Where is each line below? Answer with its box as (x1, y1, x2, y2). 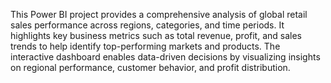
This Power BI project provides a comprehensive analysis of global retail (10, 9, 308, 20)
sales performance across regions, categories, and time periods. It (10, 19, 285, 31)
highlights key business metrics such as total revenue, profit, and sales (10, 30, 302, 41)
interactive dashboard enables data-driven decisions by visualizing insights (10, 51, 321, 63)
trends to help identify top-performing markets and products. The (10, 40, 281, 52)
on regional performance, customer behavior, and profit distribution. (10, 62, 291, 73)
